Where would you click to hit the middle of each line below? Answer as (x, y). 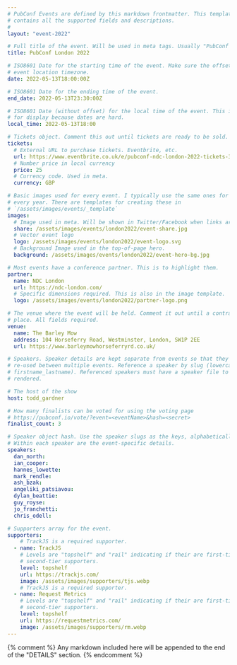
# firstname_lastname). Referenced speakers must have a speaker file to (118, 372)
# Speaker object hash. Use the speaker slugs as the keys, (98, 437)
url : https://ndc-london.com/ (58, 287)
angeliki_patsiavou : (44, 490)
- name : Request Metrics (50, 594)
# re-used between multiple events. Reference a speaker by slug (105, 366)
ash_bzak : (28, 483)
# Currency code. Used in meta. (61, 177)
